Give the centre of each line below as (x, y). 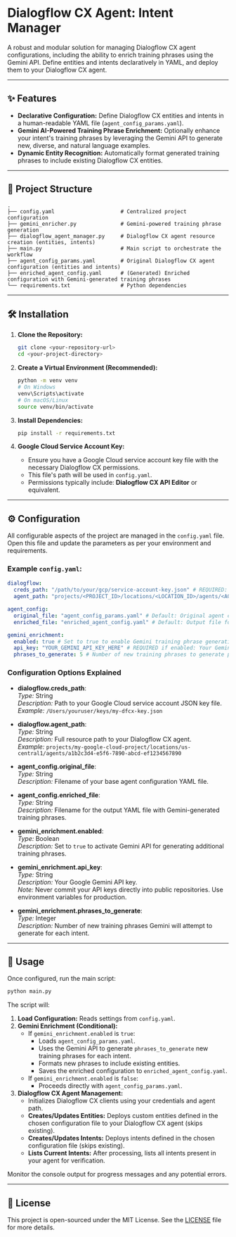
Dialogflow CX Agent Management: (70, 1093)
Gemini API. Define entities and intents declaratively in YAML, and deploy (113, 62)
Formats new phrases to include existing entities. (109, 1063)
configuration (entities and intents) (64, 267)
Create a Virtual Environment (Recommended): (87, 368)
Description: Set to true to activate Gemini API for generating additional (121, 846)
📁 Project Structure (50, 189)
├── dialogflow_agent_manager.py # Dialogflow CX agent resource (111, 236)
